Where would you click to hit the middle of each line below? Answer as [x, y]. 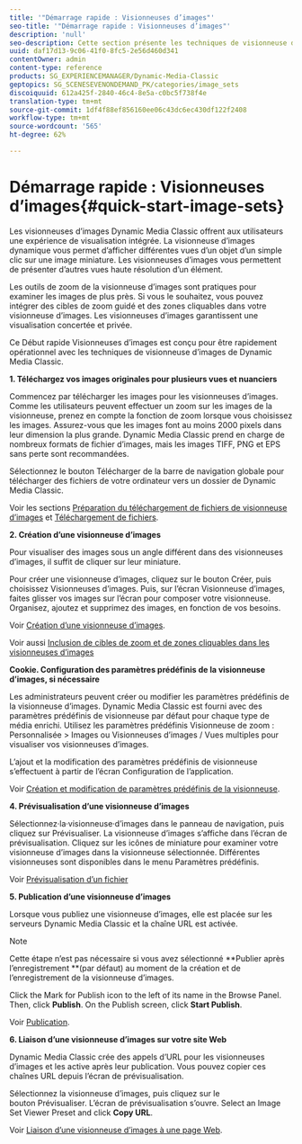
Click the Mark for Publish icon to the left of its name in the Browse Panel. [145, 995]
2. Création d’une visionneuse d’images [85, 534]
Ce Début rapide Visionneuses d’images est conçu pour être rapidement [143, 342]
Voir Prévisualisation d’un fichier [69, 879]
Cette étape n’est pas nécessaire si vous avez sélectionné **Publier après [147, 958]
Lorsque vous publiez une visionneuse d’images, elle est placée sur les [141, 914]
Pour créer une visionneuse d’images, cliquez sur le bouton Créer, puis [141, 579]
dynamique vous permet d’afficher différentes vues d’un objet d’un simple [146, 250]
